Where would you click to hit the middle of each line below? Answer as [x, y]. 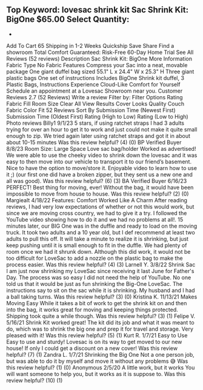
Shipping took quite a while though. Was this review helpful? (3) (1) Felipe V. [101, 316]
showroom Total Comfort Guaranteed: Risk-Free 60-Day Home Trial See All [100, 52]
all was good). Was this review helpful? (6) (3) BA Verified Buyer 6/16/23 [97, 180]
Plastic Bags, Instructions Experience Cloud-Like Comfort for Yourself [93, 84]
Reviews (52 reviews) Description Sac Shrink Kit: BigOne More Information [99, 58]
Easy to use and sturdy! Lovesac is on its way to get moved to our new [94, 342]
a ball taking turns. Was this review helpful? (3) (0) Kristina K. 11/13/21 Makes [102, 297]
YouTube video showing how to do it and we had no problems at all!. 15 [95, 219]
